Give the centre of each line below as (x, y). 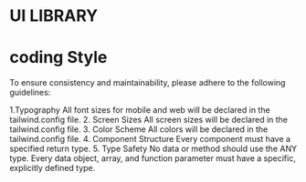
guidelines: (30, 93)
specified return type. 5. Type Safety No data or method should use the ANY (153, 149)
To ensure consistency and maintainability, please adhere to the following (148, 83)
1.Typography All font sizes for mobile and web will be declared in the (140, 110)
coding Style (58, 58)
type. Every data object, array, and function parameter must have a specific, (153, 158)
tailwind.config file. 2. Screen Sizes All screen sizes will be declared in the (149, 120)
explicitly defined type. (53, 168)
